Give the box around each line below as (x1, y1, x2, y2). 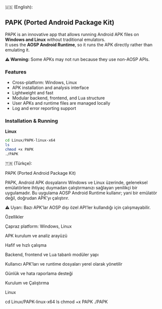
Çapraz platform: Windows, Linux (5, 223, 72, 229)
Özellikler (5, 214, 24, 219)
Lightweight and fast (12, 90, 54, 96)
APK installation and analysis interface (12, 85, 89, 91)
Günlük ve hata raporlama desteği (5, 270, 73, 276)
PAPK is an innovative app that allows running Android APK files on (5, 31, 139, 37)
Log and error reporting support (12, 106, 76, 111)
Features (5, 68, 27, 75)
